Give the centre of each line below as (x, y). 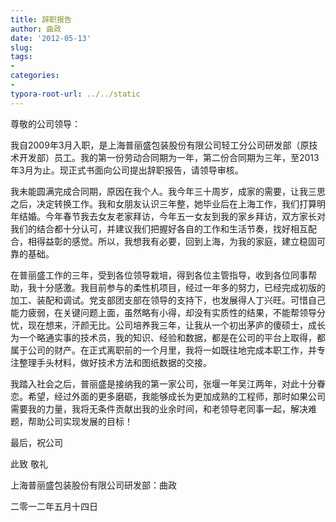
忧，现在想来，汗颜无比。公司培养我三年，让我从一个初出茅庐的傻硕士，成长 (168, 325)
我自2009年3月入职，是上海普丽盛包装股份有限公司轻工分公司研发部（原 (160, 145)
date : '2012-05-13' (51, 38)
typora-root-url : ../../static (75, 94)
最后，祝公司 (36, 442)
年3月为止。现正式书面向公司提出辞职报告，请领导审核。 (127, 170)
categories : (35, 76)
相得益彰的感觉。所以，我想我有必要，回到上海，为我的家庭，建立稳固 (172, 241)
